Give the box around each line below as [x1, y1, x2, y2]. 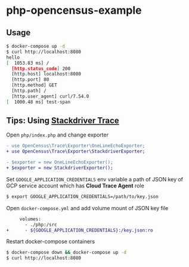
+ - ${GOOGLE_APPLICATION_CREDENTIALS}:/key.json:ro [6, 227, 153, 233]
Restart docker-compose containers [6, 238, 95, 245]
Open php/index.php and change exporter [6, 131, 109, 138]
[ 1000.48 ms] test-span [6, 99, 70, 105]
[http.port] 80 [11, 77, 49, 83]
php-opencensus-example [6, 4, 142, 17]
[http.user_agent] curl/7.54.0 [11, 93, 89, 99]
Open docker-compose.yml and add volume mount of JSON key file [6, 204, 169, 211]
